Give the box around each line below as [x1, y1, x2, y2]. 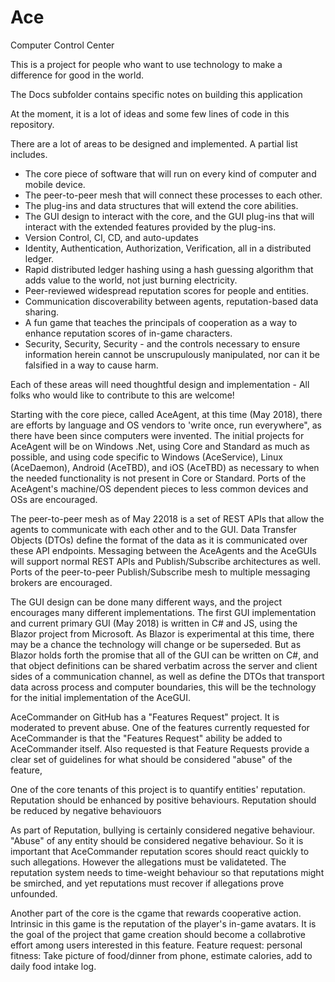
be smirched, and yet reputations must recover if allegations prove [10, 877, 285, 889]
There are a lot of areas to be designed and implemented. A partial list [10, 137, 298, 150]
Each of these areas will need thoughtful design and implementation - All [10, 378, 310, 390]
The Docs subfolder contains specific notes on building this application [10, 88, 303, 100]
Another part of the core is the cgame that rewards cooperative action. [10, 907, 302, 919]
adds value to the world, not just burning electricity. [24, 274, 238, 286]
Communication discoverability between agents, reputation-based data [24, 295, 319, 307]
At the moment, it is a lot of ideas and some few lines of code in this [10, 107, 290, 120]
